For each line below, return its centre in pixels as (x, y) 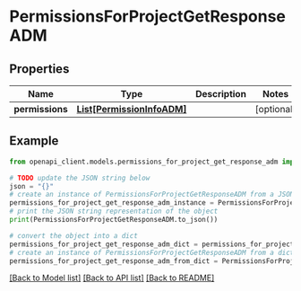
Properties (39, 69)
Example (34, 141)
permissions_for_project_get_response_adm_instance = (112, 203)
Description (221, 94)
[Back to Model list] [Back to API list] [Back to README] (112, 278)
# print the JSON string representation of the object (114, 212)
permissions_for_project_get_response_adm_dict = (104, 244)
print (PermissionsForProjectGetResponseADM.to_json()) (114, 220)
